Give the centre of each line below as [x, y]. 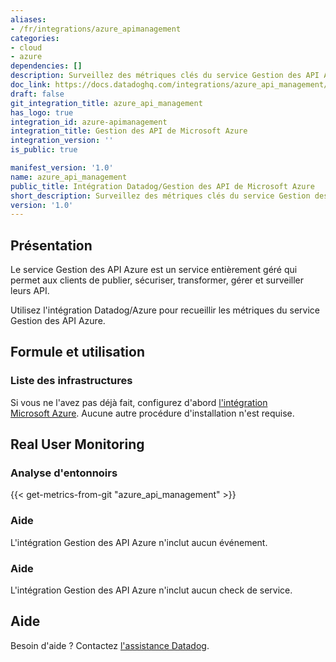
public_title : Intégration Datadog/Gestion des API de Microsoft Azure [162, 186]
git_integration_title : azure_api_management [106, 103]
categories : [35, 38]
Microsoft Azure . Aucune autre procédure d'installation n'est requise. [152, 413]
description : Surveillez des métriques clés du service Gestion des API [165, 76]
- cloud [26, 47]
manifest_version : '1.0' [62, 168]
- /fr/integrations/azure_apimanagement [96, 29]
